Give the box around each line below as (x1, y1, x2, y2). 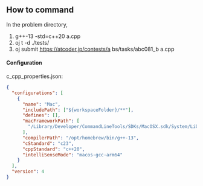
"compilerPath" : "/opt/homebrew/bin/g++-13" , (22, 135, 139, 141)
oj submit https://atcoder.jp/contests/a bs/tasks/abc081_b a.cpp (14, 45, 175, 53)
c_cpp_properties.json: (6, 72, 63, 80)
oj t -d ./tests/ (14, 39, 50, 46)
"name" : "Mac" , (22, 101, 61, 107)
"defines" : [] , (22, 112, 61, 118)
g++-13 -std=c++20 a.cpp (14, 33, 81, 40)
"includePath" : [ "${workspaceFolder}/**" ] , (22, 107, 134, 113)
